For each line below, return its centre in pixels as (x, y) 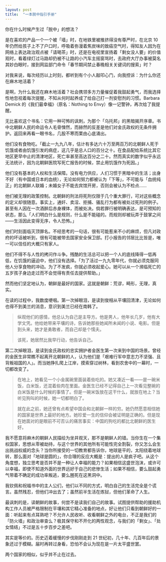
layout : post (19, 10)
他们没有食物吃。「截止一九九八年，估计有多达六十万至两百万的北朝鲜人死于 (82, 144)
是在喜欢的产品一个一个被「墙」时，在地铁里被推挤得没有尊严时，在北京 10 (82, 40)
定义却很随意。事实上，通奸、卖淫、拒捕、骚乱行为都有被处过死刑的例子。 (85, 202)
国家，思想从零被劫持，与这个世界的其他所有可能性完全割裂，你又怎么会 (83, 444)
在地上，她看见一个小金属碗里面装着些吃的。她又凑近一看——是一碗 (86, 379)
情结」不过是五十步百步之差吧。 (42, 527)
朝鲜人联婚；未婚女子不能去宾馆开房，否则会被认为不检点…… (84, 185)
